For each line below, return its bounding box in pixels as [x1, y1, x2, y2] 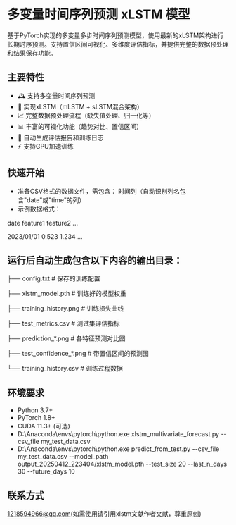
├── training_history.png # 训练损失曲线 [7, 304, 124, 313]
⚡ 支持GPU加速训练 [17, 142, 74, 150]
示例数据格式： [17, 204, 61, 213]
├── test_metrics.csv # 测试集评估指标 [7, 319, 121, 328]
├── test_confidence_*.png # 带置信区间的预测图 [7, 350, 149, 358]
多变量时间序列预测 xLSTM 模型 [7, 6, 191, 23]
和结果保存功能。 [7, 49, 57, 57]
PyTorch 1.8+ [17, 414, 56, 422]
